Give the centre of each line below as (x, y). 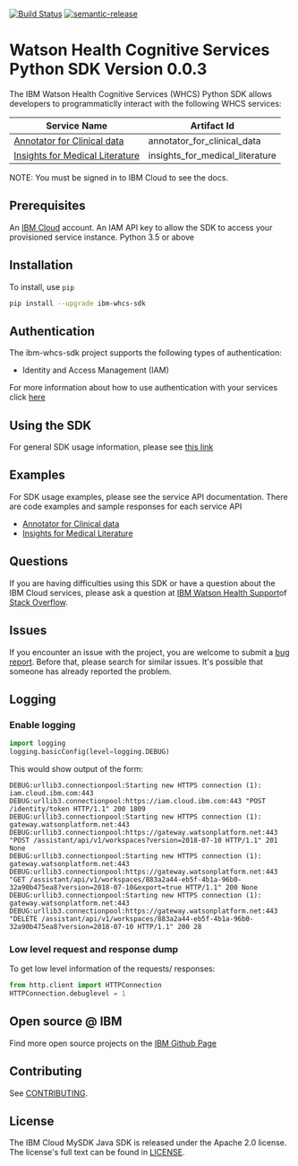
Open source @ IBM (66, 1022)
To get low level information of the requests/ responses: (112, 969)
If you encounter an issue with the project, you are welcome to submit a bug (149, 652)
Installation (41, 265)
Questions (39, 561)
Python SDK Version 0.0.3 (108, 70)
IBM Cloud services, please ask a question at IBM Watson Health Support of (148, 592)
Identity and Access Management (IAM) (96, 370)
